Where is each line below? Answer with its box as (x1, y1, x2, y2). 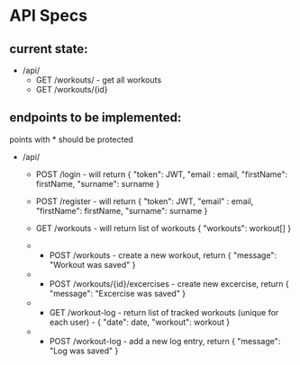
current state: (9, 41, 88, 57)
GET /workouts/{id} (35, 85, 108, 94)
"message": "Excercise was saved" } (49, 288, 186, 298)
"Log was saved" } (49, 345, 119, 356)
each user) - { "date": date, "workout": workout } (49, 316, 231, 327)
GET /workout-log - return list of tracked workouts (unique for (49, 307, 279, 317)
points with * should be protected (9, 134, 133, 145)
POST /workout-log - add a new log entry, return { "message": (49, 335, 281, 346)
